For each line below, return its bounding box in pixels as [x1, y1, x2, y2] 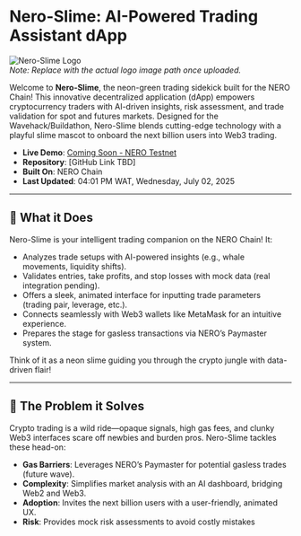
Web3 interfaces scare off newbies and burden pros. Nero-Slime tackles [9, 432, 277, 443]
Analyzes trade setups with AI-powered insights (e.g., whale [21, 251, 245, 262]
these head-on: [9, 442, 66, 453]
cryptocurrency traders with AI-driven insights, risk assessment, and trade [9, 101, 285, 111]
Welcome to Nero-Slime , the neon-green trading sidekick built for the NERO [9, 82, 291, 92]
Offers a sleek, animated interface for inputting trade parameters [21, 289, 262, 300]
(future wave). [21, 469, 75, 479]
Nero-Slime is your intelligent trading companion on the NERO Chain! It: [9, 233, 273, 244]
